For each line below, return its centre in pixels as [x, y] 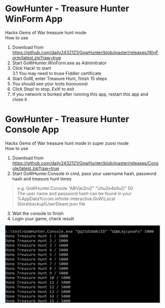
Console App [32, 130]
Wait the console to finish [38, 213]
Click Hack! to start [32, 68]
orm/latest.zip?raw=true [37, 57]
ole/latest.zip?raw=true [36, 168]
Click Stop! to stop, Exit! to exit [43, 89]
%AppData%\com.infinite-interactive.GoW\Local [66, 199]
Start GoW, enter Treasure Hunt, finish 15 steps [59, 78]
